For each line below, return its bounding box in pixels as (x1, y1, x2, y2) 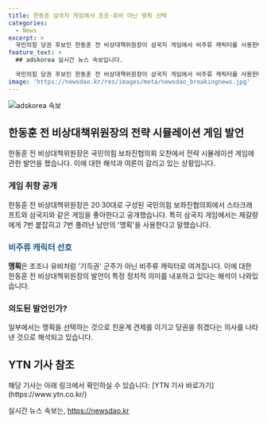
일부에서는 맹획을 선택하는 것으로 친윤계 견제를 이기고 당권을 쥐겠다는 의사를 (8, 323, 244, 332)
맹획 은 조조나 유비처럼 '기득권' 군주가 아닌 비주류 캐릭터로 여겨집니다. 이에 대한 (8, 262, 252, 271)
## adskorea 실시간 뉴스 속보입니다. (15, 56, 124, 64)
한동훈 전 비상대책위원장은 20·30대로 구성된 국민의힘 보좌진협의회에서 (8, 200, 225, 209)
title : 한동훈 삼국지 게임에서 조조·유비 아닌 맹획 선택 (8, 11, 168, 20)
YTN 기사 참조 (8, 358, 75, 371)
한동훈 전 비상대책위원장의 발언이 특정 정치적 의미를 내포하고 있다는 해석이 (8, 271, 238, 281)
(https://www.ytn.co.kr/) (8, 390, 87, 399)
